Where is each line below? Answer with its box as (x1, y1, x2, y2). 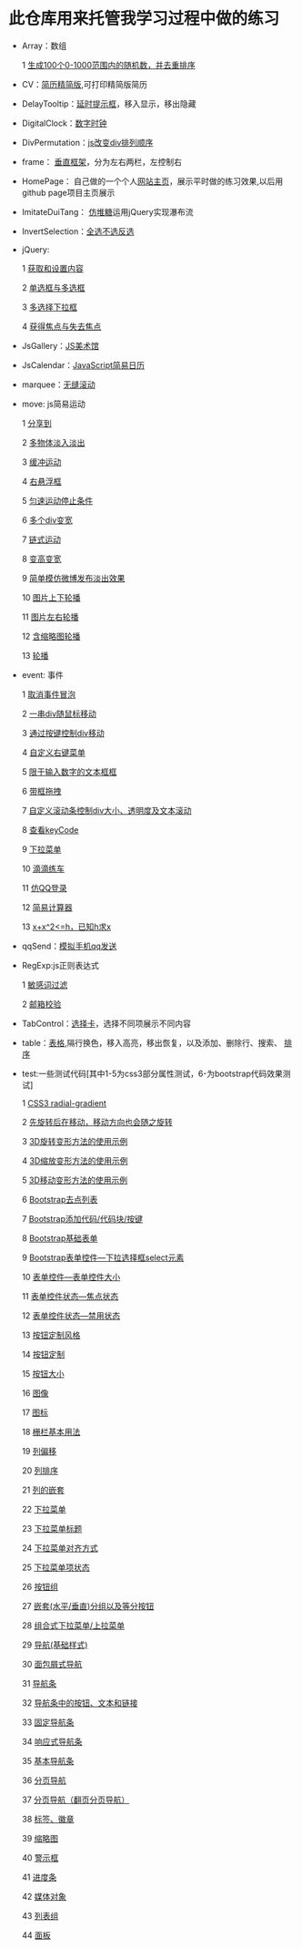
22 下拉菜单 (21, 1503, 66, 1514)
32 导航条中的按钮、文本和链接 (21, 1697, 138, 1708)
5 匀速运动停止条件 (21, 495, 94, 506)
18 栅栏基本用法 (21, 1426, 81, 1437)
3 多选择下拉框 (21, 302, 78, 313)
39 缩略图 (21, 1832, 59, 1843)
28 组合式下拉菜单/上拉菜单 (21, 1619, 125, 1631)
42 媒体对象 (21, 1891, 67, 1902)
